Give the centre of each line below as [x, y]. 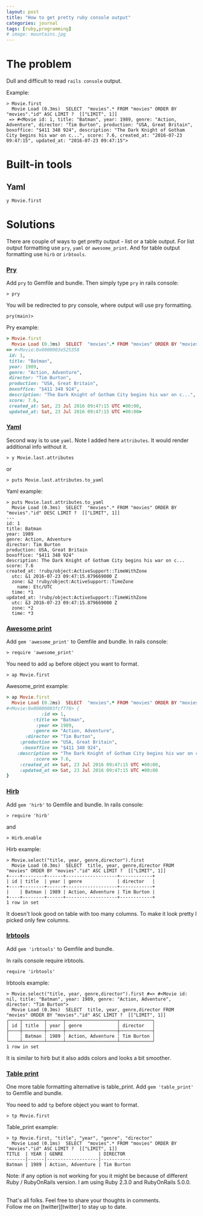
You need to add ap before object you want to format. [72, 664]
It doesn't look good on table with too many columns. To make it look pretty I [101, 913]
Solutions [31, 225]
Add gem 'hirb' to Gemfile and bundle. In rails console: [75, 805]
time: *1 [23, 592]
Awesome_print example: [38, 686]
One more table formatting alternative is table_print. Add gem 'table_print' [100, 1087]
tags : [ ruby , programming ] [39, 29]
